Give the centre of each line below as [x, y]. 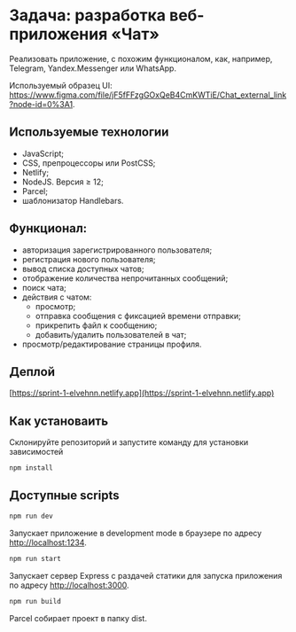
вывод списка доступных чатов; [83, 269]
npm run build [35, 601]
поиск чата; [44, 287]
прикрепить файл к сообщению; [96, 325]
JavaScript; [43, 153]
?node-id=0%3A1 [41, 104]
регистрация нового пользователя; [89, 259]
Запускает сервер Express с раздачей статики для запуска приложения [146, 575]
